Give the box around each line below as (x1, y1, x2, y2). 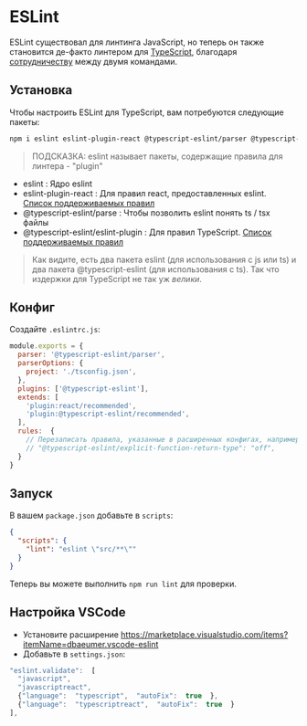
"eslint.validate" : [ (9, 666, 96, 675)
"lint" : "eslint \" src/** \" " (26, 545, 137, 554)
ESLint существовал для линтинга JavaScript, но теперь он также (9, 37, 265, 47)
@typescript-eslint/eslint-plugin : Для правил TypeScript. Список (22, 226, 272, 237)
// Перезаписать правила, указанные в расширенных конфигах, (26, 436, 263, 445)
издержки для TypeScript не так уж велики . (31, 273, 203, 284)
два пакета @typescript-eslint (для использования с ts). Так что (31, 263, 281, 275)
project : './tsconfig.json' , (26, 367, 137, 376)
